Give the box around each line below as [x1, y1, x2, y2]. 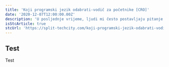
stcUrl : [5, 26, 22, 31]
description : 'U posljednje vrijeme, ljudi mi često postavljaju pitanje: [5, 16, 165, 21]
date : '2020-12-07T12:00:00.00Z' [5, 12, 75, 17]
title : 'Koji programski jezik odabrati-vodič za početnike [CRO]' [5, 7, 150, 12]
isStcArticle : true [5, 21, 46, 26]
